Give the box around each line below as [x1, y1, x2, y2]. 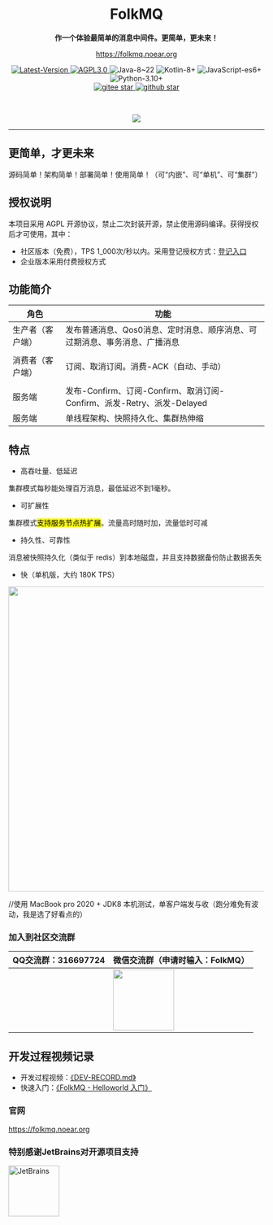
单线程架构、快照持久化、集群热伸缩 [65, 412, 205, 424]
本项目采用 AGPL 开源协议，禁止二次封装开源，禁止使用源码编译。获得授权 [8, 219, 259, 229]
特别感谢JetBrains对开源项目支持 [8, 1146, 139, 1157]
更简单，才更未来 [8, 146, 94, 160]
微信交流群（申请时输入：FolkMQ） [112, 955, 249, 966]
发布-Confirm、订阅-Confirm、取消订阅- [65, 386, 225, 397]
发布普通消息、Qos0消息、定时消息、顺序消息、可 [65, 325, 258, 336]
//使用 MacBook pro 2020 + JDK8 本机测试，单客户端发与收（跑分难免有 [8, 900, 252, 909]
